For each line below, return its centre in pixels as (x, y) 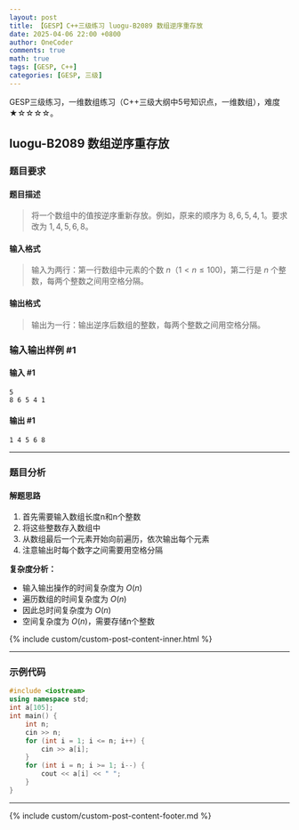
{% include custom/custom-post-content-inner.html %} (111, 639)
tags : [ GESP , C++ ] (43, 68)
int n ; (37, 724)
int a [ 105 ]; (31, 708)
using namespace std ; (49, 699)
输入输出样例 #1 (43, 350)
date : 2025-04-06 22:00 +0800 (65, 34)
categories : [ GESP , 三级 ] (56, 76)
